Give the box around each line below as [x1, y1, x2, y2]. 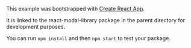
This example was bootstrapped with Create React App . [6, 5, 145, 12]
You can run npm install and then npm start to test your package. [6, 35, 171, 41]
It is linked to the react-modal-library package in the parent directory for [6, 17, 186, 23]
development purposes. [6, 23, 66, 30]
